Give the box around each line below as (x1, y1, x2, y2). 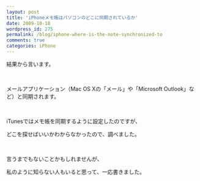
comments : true (6, 37, 45, 43)
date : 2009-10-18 (6, 20, 51, 26)
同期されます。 (22, 93, 60, 100)
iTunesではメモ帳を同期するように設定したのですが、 (6, 117, 141, 125)
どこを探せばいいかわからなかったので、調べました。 (6, 130, 141, 138)
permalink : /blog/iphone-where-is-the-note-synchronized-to (6, 32, 163, 38)
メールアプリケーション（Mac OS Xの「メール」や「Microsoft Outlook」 (6, 85, 190, 92)
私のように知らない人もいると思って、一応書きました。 (6, 168, 146, 176)
